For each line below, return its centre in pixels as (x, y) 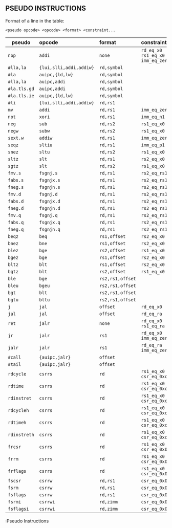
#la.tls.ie (21, 96)
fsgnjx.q (50, 222)
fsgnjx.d (50, 201)
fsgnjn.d (50, 208)
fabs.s (16, 180)
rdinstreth (21, 435)
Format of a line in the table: (35, 20)
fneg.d (16, 208)
